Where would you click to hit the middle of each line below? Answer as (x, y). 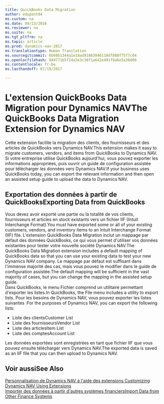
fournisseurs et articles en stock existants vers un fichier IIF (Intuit (72, 219)
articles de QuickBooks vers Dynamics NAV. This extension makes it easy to (81, 147)
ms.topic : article (24, 42)
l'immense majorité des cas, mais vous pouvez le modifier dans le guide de (81, 266)
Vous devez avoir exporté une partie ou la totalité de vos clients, (70, 214)
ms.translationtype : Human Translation (46, 51)
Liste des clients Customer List (43, 317)
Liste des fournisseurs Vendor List (46, 323)
